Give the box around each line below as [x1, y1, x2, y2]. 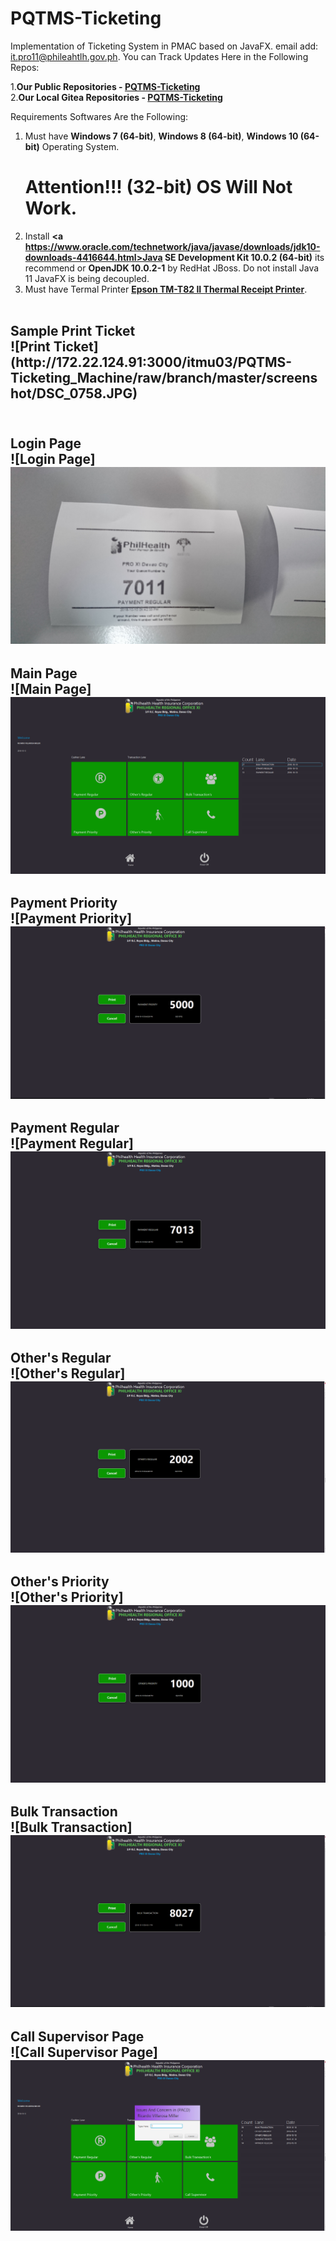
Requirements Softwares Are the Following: [10, 110, 189, 122]
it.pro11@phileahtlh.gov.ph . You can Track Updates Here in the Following [10, 50, 309, 62]
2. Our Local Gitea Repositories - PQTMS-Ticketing [10, 91, 223, 103]
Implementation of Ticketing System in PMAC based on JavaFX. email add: [10, 40, 319, 52]
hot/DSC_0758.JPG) [10, 385, 138, 402]
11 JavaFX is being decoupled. [24, 272, 150, 284]
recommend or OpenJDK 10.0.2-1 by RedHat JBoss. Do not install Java [24, 262, 320, 274]
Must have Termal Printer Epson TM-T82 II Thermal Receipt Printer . [24, 283, 308, 295]
